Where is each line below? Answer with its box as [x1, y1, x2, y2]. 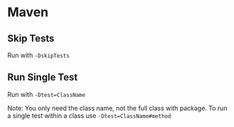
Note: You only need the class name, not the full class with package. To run [7, 104, 228, 112]
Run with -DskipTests [7, 51, 69, 59]
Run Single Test [7, 71, 78, 83]
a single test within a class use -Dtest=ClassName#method [7, 111, 172, 120]
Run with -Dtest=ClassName [7, 90, 86, 99]
